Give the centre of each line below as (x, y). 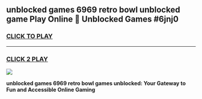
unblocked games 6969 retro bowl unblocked (93, 10)
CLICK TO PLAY (29, 37)
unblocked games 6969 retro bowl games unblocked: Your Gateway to (96, 83)
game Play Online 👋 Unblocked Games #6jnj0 (93, 19)
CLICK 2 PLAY (27, 59)
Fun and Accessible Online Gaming (51, 89)
